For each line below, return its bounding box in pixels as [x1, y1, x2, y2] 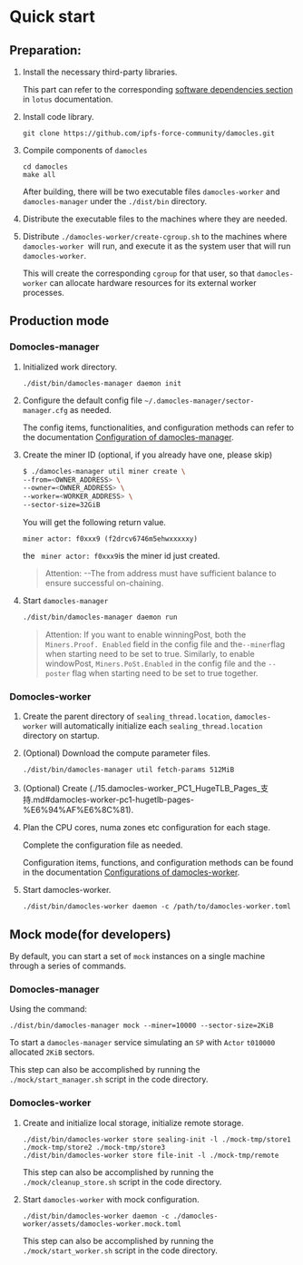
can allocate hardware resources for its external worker [49, 278, 257, 288]
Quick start [9, 6, 95, 27]
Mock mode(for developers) [9, 927, 171, 942]
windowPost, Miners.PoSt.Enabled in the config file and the [44, 658, 267, 669]
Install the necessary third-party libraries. [22, 66, 178, 77]
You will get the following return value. [22, 517, 166, 528]
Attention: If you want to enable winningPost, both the [44, 629, 247, 640]
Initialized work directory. [22, 361, 118, 372]
